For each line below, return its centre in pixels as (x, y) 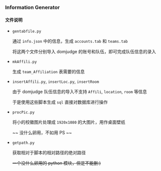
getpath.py (23, 143)
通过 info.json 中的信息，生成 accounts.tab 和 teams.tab (70, 41)
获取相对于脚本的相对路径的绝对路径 (49, 153)
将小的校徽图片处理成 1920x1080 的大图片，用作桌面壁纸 (69, 122)
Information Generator (32, 7)
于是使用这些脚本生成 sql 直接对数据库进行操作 (60, 102)
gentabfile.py (27, 32)
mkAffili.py (24, 62)
